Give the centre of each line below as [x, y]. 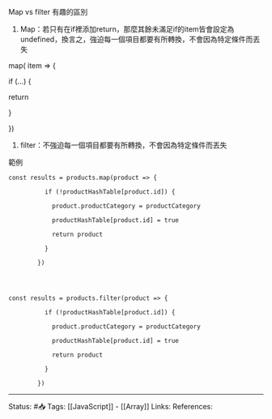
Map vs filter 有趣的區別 [48, 12]
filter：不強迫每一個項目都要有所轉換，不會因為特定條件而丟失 [123, 145]
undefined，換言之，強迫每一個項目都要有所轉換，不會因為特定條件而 [136, 39]
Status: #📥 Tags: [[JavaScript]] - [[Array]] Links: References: [110, 406]
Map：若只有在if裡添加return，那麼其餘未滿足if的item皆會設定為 [127, 29]
